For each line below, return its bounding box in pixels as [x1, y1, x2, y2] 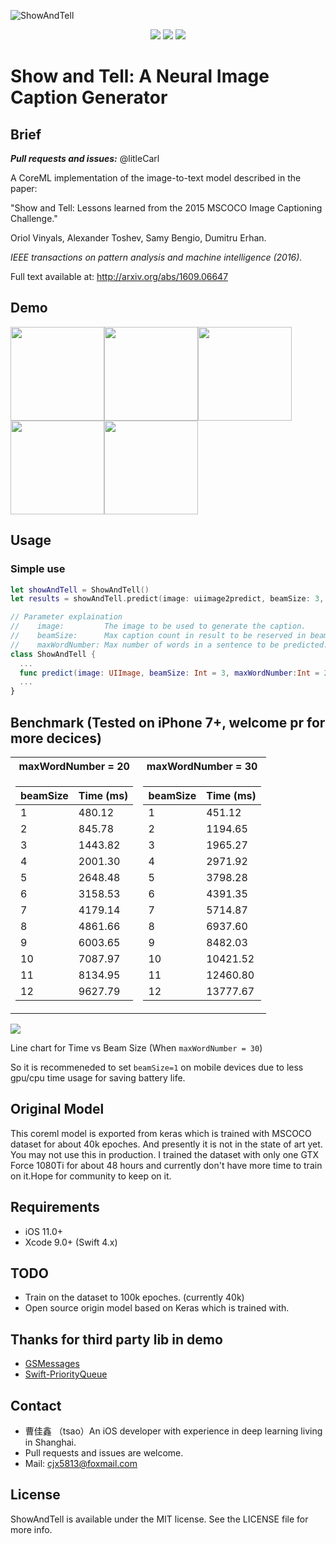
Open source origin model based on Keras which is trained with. [24, 1302, 290, 1314]
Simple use [10, 562, 66, 576]
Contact [10, 1397, 62, 1414]
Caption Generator [10, 86, 168, 109]
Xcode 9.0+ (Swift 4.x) [24, 1236, 118, 1248]
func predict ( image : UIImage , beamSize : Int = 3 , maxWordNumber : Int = [19, 668, 320, 678]
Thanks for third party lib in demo [10, 1331, 223, 1348]
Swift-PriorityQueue [24, 1368, 108, 1380]
